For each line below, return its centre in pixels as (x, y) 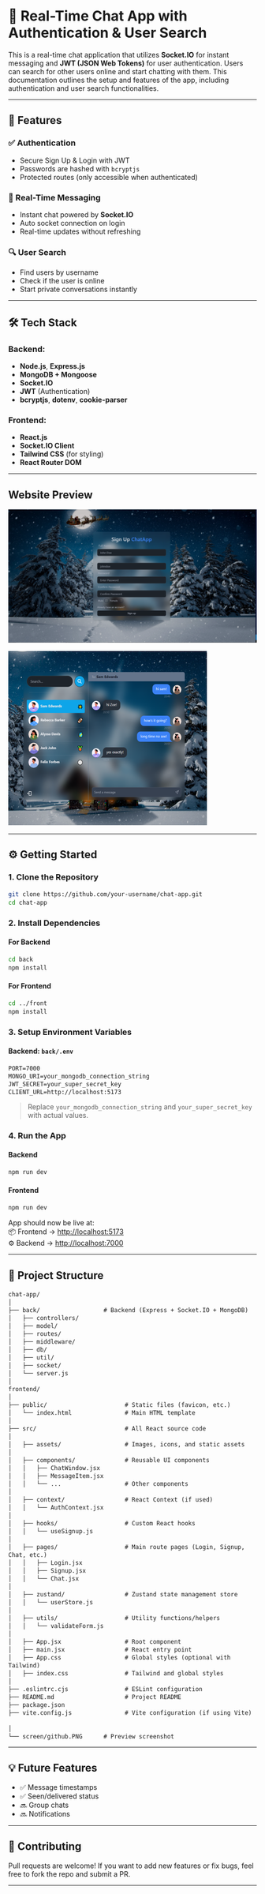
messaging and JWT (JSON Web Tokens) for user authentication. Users (126, 63)
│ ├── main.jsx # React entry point (100, 1650)
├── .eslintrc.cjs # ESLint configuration (105, 1690)
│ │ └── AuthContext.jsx (56, 1508)
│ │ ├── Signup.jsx (47, 1571)
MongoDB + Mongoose (58, 374)
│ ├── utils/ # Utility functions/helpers (114, 1618)
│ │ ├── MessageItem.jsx (56, 1476)
